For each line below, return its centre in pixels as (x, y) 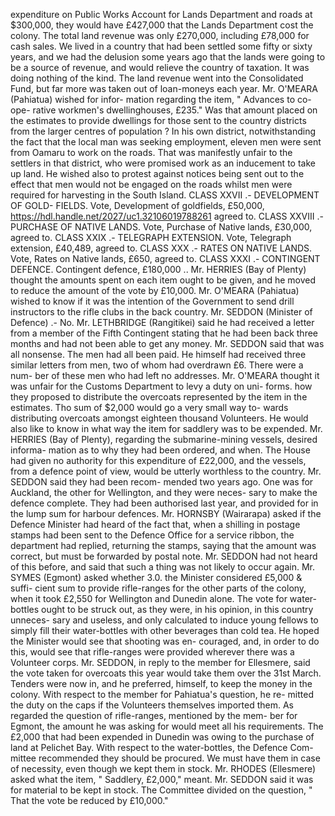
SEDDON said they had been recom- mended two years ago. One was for (162, 482)
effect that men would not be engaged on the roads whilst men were (151, 184)
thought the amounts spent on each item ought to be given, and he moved (163, 280)
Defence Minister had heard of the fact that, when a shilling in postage (155, 524)
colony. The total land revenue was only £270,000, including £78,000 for (160, 35)
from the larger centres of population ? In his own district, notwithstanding (163, 131)
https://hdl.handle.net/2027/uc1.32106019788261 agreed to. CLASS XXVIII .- (167, 216)
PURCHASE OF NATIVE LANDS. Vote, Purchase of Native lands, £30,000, (161, 227)
